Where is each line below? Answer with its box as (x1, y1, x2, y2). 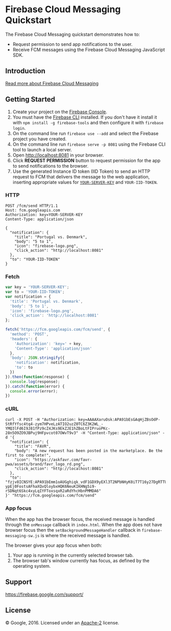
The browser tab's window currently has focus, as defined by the (12, 557, 150, 564)
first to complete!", (5, 453, 51, 458)
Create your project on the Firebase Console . (12, 109, 108, 115)
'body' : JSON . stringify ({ (10, 355, 65, 360)
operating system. (12, 563, 51, 569)
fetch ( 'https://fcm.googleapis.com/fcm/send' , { (5, 327, 110, 332)
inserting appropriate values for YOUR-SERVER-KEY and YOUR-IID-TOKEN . (12, 179, 158, 185)
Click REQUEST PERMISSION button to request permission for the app (12, 157, 161, 164)
